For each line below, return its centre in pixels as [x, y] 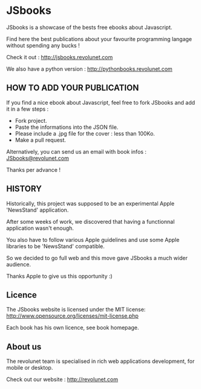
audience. [19, 264]
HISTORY [24, 189]
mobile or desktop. [30, 368]
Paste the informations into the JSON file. [67, 127]
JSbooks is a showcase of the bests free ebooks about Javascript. [89, 27]
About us [24, 346]
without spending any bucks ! [43, 45]
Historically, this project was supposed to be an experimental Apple [90, 203]
